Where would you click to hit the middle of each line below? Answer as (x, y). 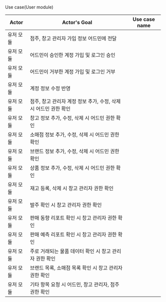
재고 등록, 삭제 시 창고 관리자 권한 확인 (72, 188)
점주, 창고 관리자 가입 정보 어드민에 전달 (73, 38)
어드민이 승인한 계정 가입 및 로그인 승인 (73, 55)
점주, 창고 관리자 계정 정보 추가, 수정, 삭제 (75, 101)
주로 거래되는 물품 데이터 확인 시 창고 (70, 251)
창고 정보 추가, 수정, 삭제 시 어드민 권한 (72, 118)
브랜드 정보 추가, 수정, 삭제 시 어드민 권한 (75, 151)
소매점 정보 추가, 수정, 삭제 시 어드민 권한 (75, 134)
